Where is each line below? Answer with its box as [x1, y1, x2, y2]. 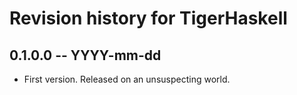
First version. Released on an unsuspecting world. [23, 73, 231, 85]
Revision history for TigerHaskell [9, 7, 288, 30]
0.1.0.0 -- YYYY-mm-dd [9, 47, 162, 64]
